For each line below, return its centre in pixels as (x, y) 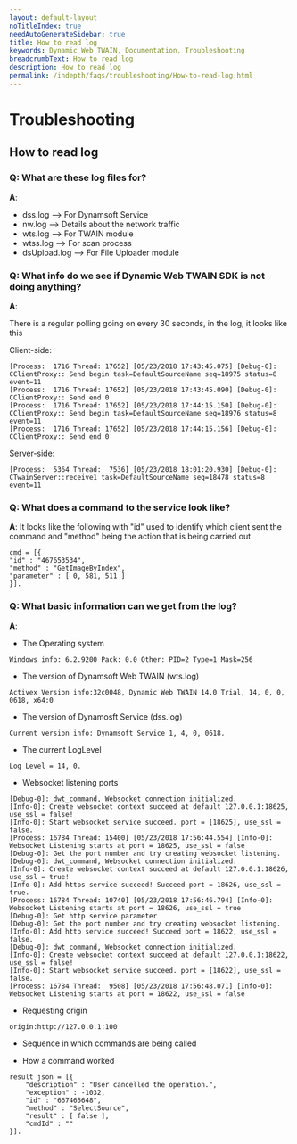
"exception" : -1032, (65, 1092)
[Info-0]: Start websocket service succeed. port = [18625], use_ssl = (145, 822)
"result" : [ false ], (67, 1115)
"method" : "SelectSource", (77, 1108)
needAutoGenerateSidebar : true (67, 34)
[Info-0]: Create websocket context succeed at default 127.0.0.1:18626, (149, 869)
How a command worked (68, 1060)
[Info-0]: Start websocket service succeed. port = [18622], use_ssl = (145, 970)
